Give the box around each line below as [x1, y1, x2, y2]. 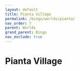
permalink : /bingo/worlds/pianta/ [5, 16, 76, 21]
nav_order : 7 [5, 21, 32, 26]
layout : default [5, 7, 38, 12]
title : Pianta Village [5, 12, 51, 17]
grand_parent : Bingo [5, 30, 47, 35]
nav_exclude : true [5, 35, 42, 40]
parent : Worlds [5, 25, 36, 30]
